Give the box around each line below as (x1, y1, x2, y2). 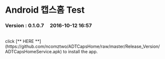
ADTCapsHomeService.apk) (5, 49, 62, 55)
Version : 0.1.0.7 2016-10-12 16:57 (5, 22, 92, 29)
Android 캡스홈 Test (5, 4, 85, 16)
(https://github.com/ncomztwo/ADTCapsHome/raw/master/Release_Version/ (5, 43, 160, 49)
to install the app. (63, 49, 98, 55)
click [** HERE (5, 39, 34, 44)
